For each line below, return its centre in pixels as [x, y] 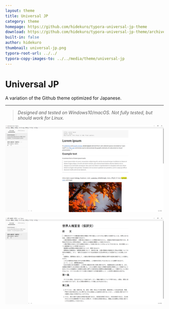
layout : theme [20, 11]
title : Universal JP [27, 16]
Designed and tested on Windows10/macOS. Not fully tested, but [85, 113]
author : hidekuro [23, 43]
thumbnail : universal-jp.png [36, 48]
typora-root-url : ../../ [31, 53]
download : [16, 32]
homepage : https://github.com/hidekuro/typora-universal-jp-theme [76, 27]
